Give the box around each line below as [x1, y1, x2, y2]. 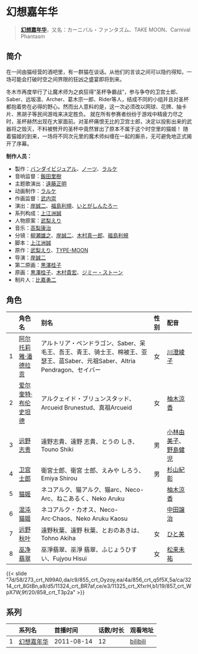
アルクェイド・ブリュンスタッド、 [41, 394, 136, 402]
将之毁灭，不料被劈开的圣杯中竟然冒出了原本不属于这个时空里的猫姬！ [11, 125, 181, 132]
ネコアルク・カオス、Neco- [41, 505, 119, 514]
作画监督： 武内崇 [14, 195, 57, 202]
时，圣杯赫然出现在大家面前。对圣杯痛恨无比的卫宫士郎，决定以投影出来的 [6, 118, 187, 125]
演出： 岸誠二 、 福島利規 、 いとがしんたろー [14, 202, 118, 209]
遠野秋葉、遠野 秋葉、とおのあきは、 [41, 526, 143, 534]
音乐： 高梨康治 [14, 224, 51, 231]
